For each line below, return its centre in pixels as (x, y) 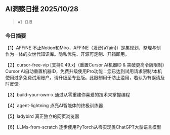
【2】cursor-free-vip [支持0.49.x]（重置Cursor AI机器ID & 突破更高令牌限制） (85, 65)
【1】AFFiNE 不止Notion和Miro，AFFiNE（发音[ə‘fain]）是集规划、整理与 (81, 48)
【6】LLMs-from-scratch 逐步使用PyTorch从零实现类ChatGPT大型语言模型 (83, 127)
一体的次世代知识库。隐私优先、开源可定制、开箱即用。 (72, 54)
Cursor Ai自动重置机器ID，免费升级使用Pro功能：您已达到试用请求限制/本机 (84, 71)
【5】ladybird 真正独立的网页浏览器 (42, 116)
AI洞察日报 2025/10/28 (42, 9)
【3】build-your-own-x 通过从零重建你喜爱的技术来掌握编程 (68, 95)
